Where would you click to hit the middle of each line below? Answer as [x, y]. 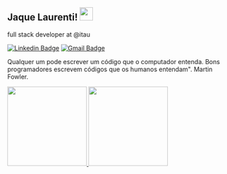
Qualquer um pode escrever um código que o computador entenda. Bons [114, 61]
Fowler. [18, 76]
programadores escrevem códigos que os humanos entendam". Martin [110, 69]
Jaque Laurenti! [43, 17]
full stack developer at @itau [49, 34]
